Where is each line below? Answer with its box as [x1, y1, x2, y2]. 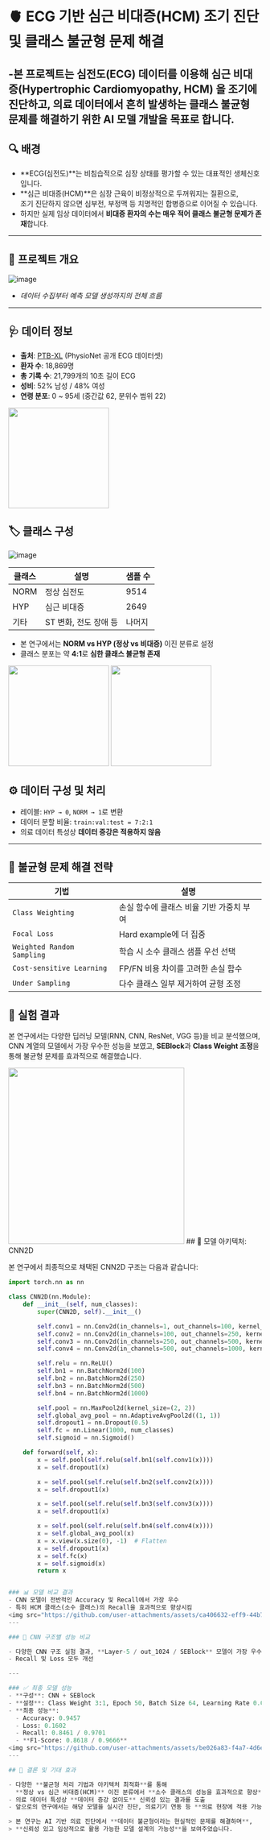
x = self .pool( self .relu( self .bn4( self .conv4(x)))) [37, 1522, 215, 1531]
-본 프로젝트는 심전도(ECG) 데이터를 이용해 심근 [8, 67, 231, 81]
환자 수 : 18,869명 [19, 361, 75, 371]
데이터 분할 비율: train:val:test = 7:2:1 [19, 817, 153, 827]
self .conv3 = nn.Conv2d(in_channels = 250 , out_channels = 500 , [37, 1337, 243, 1345]
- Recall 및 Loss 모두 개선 [8, 1655, 94, 1664]
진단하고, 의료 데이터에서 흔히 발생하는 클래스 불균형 [8, 97, 251, 111]
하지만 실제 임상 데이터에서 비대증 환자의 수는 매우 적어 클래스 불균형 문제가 [19, 209, 254, 218]
